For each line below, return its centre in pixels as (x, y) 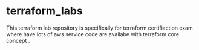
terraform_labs (44, 11)
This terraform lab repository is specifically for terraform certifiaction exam (100, 28)
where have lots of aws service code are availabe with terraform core (93, 34)
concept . (18, 40)
